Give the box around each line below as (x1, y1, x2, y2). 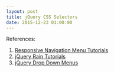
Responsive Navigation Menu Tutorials (14, 47, 109, 54)
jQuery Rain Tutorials (14, 53, 66, 60)
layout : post (6, 8, 38, 15)
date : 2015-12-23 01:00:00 (6, 19, 73, 25)
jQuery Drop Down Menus (14, 59, 79, 66)
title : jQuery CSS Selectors (6, 14, 78, 20)
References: (6, 36, 35, 43)
